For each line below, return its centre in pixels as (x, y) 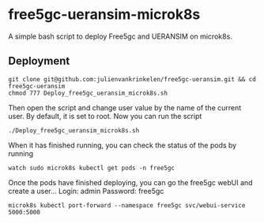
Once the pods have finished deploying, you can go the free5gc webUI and (130, 182)
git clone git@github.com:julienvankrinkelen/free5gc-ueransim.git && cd (132, 79)
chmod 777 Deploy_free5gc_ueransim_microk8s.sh (88, 93)
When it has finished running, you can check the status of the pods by (123, 145)
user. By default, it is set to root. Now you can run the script (105, 116)
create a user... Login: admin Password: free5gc (86, 191)
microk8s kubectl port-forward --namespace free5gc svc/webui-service (127, 205)
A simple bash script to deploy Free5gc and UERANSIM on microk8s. (121, 36)
